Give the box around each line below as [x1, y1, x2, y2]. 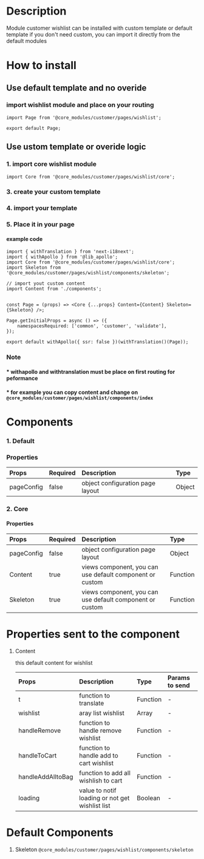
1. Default [6, 436, 35, 445]
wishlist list [78, 801, 110, 810]
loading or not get [78, 794, 130, 803]
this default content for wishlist [15, 659, 93, 667]
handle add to [78, 752, 118, 760]
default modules [6, 37, 47, 44]
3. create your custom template [6, 188, 101, 196]
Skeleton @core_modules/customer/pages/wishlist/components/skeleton [15, 846, 194, 853]
